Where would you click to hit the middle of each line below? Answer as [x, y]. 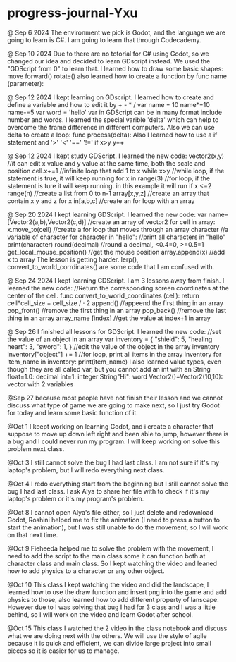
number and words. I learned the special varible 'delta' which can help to [113, 119]
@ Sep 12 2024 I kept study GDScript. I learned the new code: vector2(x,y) [116, 156]
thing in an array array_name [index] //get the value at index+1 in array [109, 318]
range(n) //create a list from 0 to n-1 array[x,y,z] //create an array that [108, 193]
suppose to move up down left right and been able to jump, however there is [118, 434]
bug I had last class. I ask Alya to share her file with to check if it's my [108, 491]
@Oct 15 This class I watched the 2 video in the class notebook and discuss [117, 628]
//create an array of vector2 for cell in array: [151, 222]
